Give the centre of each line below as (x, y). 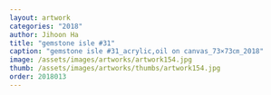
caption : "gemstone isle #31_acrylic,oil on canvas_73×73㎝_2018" (137, 52)
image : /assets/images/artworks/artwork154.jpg (101, 60)
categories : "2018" (46, 26)
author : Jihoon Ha (44, 34)
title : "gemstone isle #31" (63, 43)
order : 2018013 (38, 77)
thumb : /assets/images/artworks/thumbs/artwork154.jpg (115, 69)
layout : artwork (40, 18)
